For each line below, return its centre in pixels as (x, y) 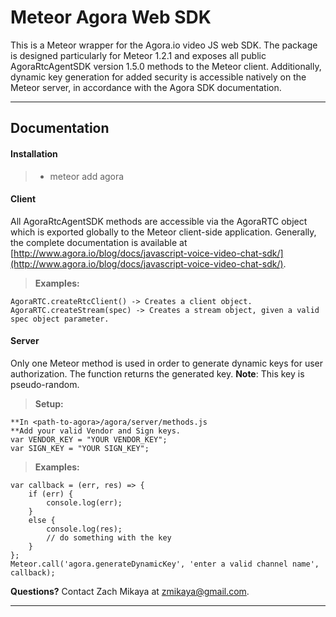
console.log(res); (84, 529)
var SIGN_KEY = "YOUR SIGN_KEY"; (80, 448)
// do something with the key (109, 537)
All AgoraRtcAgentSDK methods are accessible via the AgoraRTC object (159, 221)
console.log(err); (84, 502)
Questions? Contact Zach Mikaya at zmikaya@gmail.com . (130, 591)
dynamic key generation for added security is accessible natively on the (158, 77)
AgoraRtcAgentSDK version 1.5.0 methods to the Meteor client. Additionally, (166, 66)
